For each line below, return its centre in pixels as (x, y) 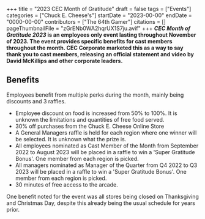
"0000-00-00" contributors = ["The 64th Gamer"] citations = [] (86, 22)
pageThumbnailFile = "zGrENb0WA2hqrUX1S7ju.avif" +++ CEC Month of (99, 28)
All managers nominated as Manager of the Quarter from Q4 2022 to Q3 (106, 165)
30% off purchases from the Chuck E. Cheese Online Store (90, 126)
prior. (13, 209)
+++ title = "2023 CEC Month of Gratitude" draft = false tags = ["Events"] (99, 9)
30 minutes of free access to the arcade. (66, 184)
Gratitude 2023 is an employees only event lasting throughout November (101, 35)
